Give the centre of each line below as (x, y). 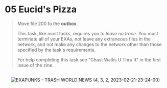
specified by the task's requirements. (56, 50)
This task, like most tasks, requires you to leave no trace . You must (88, 33)
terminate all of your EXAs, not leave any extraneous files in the (84, 39)
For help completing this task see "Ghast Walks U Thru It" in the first (89, 59)
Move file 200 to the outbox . (47, 24)
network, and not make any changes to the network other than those (89, 44)
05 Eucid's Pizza (41, 9)
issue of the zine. (35, 65)
